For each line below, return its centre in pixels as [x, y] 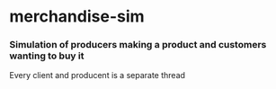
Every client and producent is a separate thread [98, 76]
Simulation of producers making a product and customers [138, 45]
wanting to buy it [47, 56]
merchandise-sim [77, 17]
